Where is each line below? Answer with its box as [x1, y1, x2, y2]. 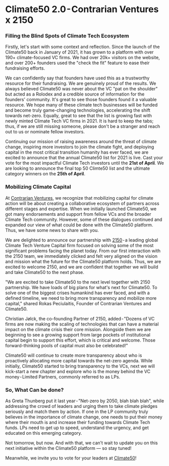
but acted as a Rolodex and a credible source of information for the [5, 91, 145, 97]
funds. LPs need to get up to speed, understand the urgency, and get [5, 425, 149, 431]
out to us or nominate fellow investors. [5, 129, 85, 135]
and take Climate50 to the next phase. [5, 269, 85, 275]
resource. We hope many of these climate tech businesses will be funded [5, 102, 158, 108]
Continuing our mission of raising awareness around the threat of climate [5, 138, 157, 145]
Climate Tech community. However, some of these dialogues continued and [5, 216, 162, 222]
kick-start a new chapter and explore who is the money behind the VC [5, 368, 150, 375]
